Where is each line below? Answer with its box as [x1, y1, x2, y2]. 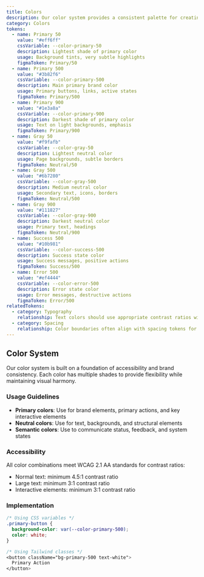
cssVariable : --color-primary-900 [17, 111, 104, 117]
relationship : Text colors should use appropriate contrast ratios [17, 315, 191, 321]
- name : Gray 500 [12, 167, 56, 173]
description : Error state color [17, 286, 99, 292]
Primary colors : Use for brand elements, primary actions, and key [15, 406, 180, 414]
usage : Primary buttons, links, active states [17, 88, 137, 94]
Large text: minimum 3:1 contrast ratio [15, 480, 110, 487]
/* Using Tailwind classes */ [6, 548, 83, 554]
